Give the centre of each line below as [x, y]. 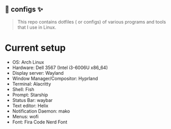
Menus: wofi [25, 116]
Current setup [35, 48]
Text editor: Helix [30, 105]
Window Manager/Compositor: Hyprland [55, 78]
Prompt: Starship [30, 95]
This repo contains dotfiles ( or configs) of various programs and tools [92, 21]
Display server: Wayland [38, 73]
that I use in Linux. [37, 27]
